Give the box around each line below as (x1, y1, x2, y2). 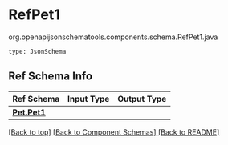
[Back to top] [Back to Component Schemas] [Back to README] (8, 127, 220, 137)
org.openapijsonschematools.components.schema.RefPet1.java (8, 32, 218, 42)
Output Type (117, 93, 167, 104)
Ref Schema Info (8, 70, 93, 83)
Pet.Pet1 (12, 107, 46, 118)
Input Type (67, 93, 110, 104)
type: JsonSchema (8, 47, 67, 55)
